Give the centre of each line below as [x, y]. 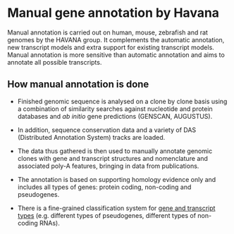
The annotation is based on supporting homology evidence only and [117, 179]
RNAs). [49, 223]
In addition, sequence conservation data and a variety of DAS [107, 130]
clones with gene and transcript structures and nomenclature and [112, 158]
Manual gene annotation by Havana [113, 13]
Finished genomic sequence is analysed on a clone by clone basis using [122, 101]
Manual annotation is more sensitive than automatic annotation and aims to [116, 55]
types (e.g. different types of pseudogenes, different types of [106, 215]
